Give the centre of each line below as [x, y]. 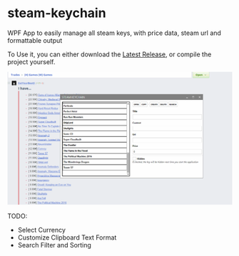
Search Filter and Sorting [54, 245]
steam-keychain [57, 13]
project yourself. [31, 61]
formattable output [35, 40]
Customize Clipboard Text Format [67, 237]
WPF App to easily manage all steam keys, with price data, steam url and [114, 33]
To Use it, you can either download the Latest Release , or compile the [110, 54]
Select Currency [42, 230]
